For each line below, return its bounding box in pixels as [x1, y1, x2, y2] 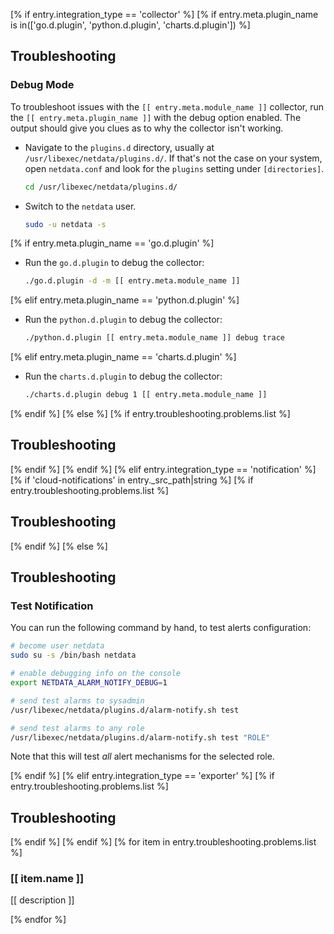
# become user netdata [10, 641, 105, 651]
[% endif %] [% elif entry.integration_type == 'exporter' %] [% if [10, 770, 275, 782]
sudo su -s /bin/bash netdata [10, 650, 137, 661]
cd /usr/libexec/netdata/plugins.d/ [24, 182, 178, 192]
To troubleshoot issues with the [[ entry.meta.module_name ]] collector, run [10, 100, 324, 113]
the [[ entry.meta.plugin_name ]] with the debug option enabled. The [10, 111, 302, 123]
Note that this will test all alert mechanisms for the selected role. [10, 750, 275, 763]
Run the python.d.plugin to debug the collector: [24, 314, 223, 326]
